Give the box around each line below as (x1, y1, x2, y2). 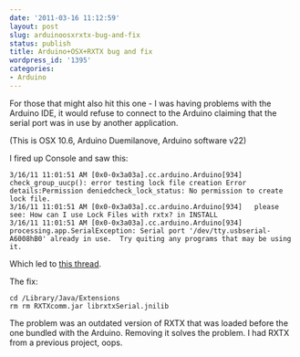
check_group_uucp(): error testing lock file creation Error (9, 178, 247, 187)
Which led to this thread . (9, 257, 102, 269)
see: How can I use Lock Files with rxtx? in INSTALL (9, 210, 219, 219)
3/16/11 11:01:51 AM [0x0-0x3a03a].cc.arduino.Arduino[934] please (9, 202, 280, 211)
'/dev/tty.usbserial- (188, 226, 272, 236)
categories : (9, 65, 55, 74)
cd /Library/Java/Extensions (9, 293, 120, 302)
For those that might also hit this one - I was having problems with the (9, 98, 272, 109)
